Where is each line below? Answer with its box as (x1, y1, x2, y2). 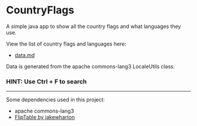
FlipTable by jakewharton (14, 114, 75, 121)
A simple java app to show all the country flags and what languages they (6, 23, 181, 30)
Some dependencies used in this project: (6, 96, 106, 103)
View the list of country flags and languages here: (6, 40, 127, 47)
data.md (14, 51, 35, 58)
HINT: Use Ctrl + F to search (6, 77, 87, 85)
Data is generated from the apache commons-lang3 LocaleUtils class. (6, 62, 175, 70)
